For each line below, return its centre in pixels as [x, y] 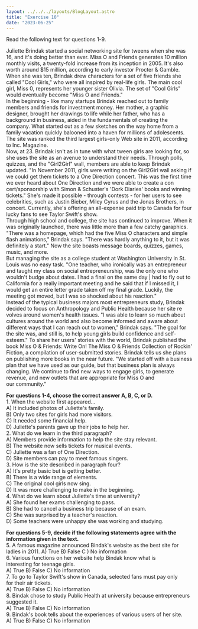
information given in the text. [43, 539]
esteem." [17, 340]
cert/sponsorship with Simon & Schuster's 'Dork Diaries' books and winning [98, 189]
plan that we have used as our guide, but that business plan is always [91, 365]
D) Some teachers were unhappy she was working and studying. [85, 521]
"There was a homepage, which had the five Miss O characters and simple [97, 233]
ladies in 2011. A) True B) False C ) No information [66, 551]
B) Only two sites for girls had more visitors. [60, 414]
